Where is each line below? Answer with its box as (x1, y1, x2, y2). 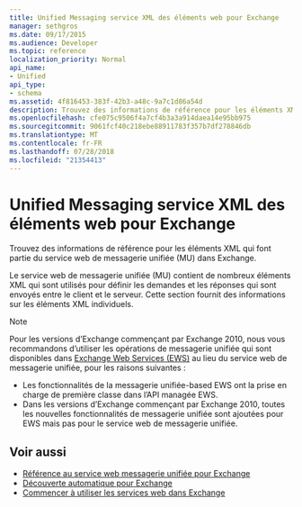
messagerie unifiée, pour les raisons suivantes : (9, 362, 186, 374)
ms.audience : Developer (9, 38, 99, 48)
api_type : (9, 80, 47, 89)
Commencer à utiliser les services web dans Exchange (22, 487, 226, 498)
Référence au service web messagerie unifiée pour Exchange (22, 468, 251, 479)
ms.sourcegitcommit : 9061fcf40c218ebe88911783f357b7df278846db (9, 122, 252, 131)
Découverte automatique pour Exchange (22, 478, 173, 489)
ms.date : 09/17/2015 (9, 30, 87, 39)
